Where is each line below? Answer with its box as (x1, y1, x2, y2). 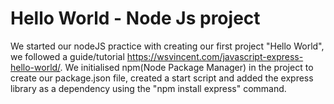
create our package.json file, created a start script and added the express (10, 72, 314, 84)
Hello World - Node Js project (10, 7, 261, 30)
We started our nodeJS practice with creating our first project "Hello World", (10, 40, 325, 52)
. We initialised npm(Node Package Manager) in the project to (59, 61, 314, 73)
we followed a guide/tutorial (10, 50, 125, 62)
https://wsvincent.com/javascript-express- (126, 50, 304, 62)
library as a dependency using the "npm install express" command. (10, 82, 287, 94)
